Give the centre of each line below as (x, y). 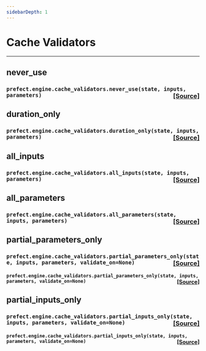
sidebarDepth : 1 (27, 12)
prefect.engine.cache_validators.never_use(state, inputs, (96, 89)
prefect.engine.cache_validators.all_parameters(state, (91, 214)
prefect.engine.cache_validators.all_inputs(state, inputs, (98, 173)
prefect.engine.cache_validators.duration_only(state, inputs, (103, 131)
